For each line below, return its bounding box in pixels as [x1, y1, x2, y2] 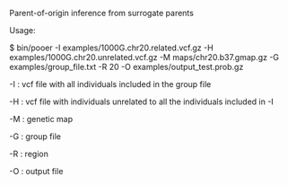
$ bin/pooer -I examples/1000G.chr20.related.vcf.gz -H [9, 42, 214, 53]
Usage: [9, 25, 36, 35]
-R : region [9, 148, 49, 159]
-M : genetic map [9, 114, 74, 124]
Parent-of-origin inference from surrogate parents [9, 8, 195, 18]
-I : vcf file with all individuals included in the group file [9, 79, 212, 89]
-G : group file [9, 131, 61, 142]
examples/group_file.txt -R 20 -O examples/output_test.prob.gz [9, 62, 244, 72]
